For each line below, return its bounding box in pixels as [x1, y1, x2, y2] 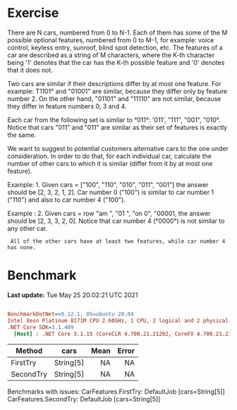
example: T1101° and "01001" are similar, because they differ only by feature [7, 87, 228, 95]
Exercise [7, 5, 59, 21]
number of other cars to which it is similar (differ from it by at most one [7, 159, 213, 167]
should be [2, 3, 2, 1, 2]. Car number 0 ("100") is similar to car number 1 [7, 188, 214, 196]
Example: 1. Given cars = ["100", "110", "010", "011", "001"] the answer [7, 180, 209, 188]
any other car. [7, 224, 48, 232]
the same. [7, 131, 37, 139]
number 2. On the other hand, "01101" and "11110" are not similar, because [7, 94, 221, 103]
